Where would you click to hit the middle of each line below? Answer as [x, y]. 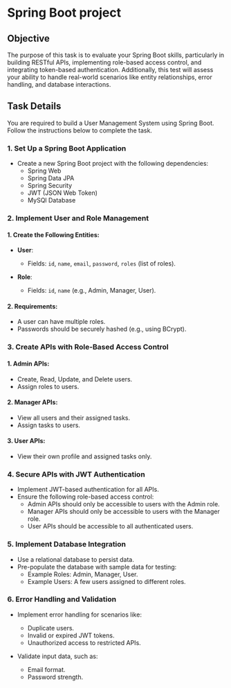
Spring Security [50, 186]
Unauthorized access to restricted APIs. [84, 642]
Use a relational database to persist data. [76, 559]
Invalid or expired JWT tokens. [71, 635]
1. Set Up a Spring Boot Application [67, 148]
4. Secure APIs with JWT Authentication [76, 474]
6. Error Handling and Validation [62, 599]
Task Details [34, 106]
